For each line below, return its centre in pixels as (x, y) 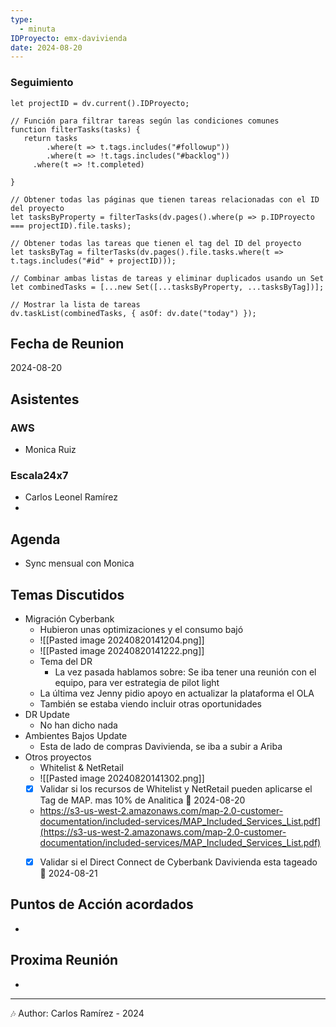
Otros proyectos (58, 757)
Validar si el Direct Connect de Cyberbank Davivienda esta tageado (178, 862)
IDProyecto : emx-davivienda (69, 38)
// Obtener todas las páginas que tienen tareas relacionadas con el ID (165, 199)
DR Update (47, 714)
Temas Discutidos (67, 594)
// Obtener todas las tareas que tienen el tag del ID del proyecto (156, 243)
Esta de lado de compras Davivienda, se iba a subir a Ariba (161, 746)
